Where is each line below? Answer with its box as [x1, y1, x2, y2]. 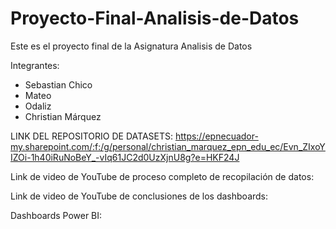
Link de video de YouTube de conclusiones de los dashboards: [10, 190, 269, 202]
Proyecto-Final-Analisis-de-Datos [10, 7, 300, 30]
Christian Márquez [24, 110, 102, 122]
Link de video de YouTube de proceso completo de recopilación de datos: [10, 170, 315, 182]
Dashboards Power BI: [10, 209, 103, 221]
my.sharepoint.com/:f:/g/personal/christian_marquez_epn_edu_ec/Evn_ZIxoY [10, 140, 326, 152]
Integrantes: [10, 59, 60, 71]
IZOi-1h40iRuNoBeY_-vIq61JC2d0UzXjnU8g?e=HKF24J [10, 151, 240, 163]
